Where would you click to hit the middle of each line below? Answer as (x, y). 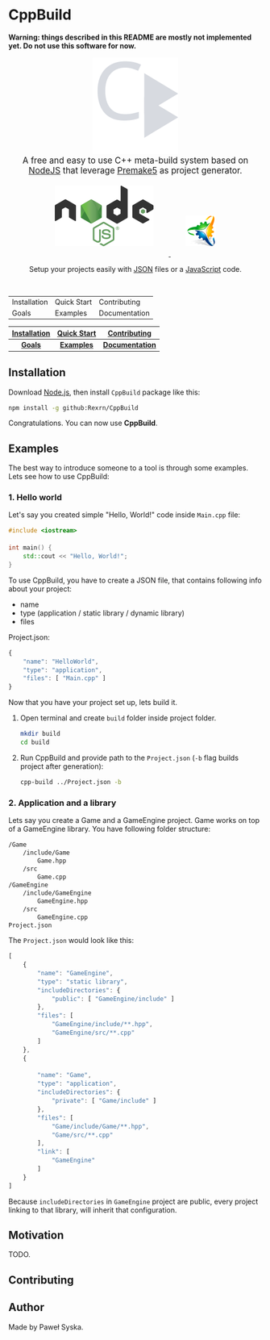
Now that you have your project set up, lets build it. (93, 703)
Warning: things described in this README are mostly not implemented (130, 37)
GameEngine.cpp (63, 917)
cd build (35, 743)
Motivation (36, 1236)
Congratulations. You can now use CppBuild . (83, 423)
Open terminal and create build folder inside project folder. (118, 718)
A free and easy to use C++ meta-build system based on (135, 161)
